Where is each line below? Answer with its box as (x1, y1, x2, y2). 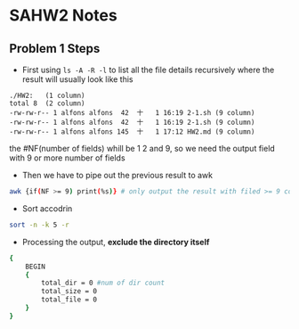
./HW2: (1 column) (9, 91, 86, 100)
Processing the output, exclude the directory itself (21, 236, 210, 247)
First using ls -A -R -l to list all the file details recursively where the (21, 64, 275, 75)
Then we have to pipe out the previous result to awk (21, 170, 214, 180)
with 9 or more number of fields (9, 152, 126, 163)
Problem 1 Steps (9, 41, 101, 56)
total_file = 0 (41, 295, 98, 304)
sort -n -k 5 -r (9, 220, 69, 229)
